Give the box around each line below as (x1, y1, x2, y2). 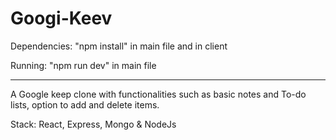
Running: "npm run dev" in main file (10, 59, 157, 71)
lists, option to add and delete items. (10, 98, 160, 111)
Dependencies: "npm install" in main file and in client (10, 40, 228, 52)
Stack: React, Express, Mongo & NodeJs (10, 118, 177, 130)
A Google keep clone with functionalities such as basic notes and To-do (10, 88, 307, 100)
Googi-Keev (10, 7, 113, 30)
